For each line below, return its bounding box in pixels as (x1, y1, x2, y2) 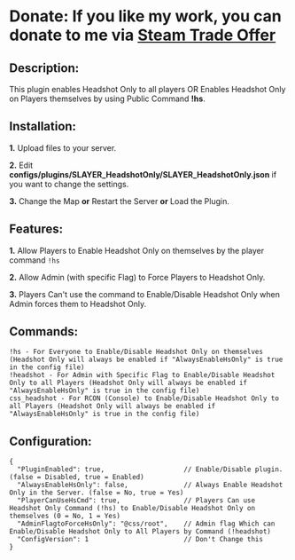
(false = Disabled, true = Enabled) (9, 473, 144, 482)
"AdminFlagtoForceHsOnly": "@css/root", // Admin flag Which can (17, 519, 276, 529)
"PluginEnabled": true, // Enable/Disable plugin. (17, 465, 283, 474)
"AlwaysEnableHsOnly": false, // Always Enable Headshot (17, 481, 283, 490)
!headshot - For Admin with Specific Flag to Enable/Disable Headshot (9, 371, 276, 380)
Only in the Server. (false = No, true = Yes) (9, 488, 184, 498)
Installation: (9, 119, 77, 134)
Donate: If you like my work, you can (9, 6, 282, 27)
